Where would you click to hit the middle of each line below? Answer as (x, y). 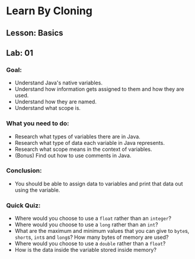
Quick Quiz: (23, 205)
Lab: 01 (20, 53)
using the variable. (37, 190)
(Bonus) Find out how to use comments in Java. (73, 155)
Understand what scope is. (48, 108)
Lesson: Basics (35, 33)
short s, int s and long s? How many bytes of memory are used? (92, 237)
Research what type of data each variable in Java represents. (89, 143)
